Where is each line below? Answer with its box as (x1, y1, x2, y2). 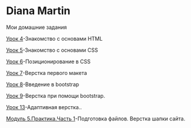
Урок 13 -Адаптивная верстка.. (6, 103, 83, 110)
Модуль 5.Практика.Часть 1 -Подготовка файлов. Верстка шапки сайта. (6, 115, 186, 122)
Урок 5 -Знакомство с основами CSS (6, 46, 98, 54)
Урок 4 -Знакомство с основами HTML (6, 35, 103, 42)
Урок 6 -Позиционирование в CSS (6, 58, 91, 65)
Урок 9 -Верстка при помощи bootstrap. (6, 92, 106, 99)
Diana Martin (6, 4, 71, 18)
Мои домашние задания (6, 24, 67, 31)
